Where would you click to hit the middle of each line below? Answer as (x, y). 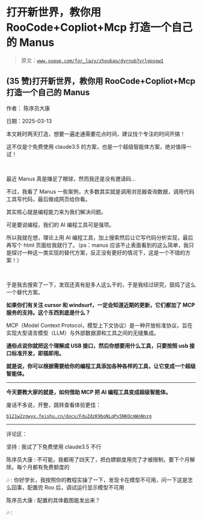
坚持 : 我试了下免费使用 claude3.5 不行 (54, 446)
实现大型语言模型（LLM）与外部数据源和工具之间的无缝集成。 (83, 333)
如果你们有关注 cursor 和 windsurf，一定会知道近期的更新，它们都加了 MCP (101, 305)
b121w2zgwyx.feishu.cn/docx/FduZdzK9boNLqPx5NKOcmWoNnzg (79, 416)
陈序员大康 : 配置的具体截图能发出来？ (53, 500)
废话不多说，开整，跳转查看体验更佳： (54, 405)
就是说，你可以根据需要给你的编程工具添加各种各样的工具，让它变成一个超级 (101, 366)
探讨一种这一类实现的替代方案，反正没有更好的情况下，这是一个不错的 (98, 252)
